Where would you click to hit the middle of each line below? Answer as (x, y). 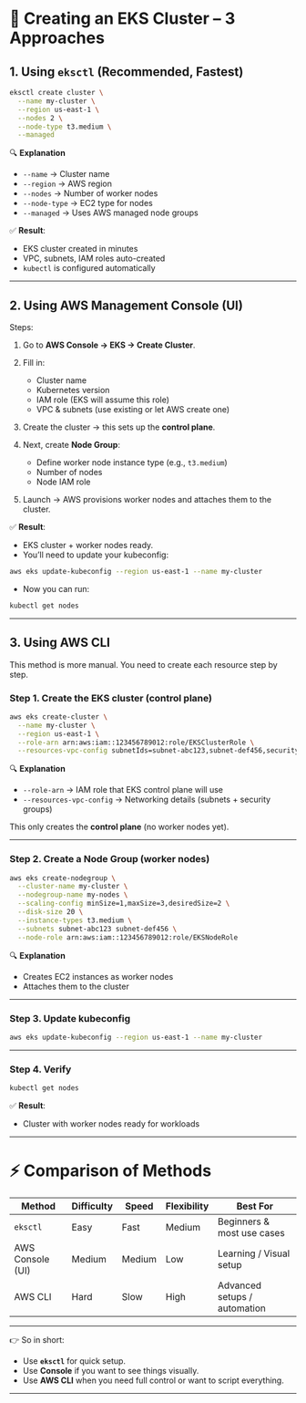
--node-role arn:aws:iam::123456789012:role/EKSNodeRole (128, 937)
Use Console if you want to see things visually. (111, 1370)
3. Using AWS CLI (60, 643)
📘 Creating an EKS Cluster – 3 (122, 19)
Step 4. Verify (41, 1069)
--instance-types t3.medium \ (75, 920)
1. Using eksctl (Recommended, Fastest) (127, 72)
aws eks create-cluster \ (58, 717)
